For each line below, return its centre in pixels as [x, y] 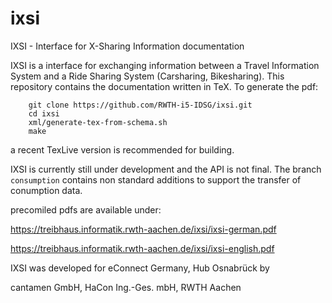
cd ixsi [44, 113]
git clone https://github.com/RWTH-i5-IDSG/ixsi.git [140, 105]
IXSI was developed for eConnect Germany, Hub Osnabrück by [140, 268]
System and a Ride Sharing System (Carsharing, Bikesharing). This [147, 76]
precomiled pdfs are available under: [86, 209]
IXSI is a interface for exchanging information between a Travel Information [165, 65]
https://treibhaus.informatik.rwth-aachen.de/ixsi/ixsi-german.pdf [143, 229]
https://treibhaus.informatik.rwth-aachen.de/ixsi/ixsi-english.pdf [142, 248]
